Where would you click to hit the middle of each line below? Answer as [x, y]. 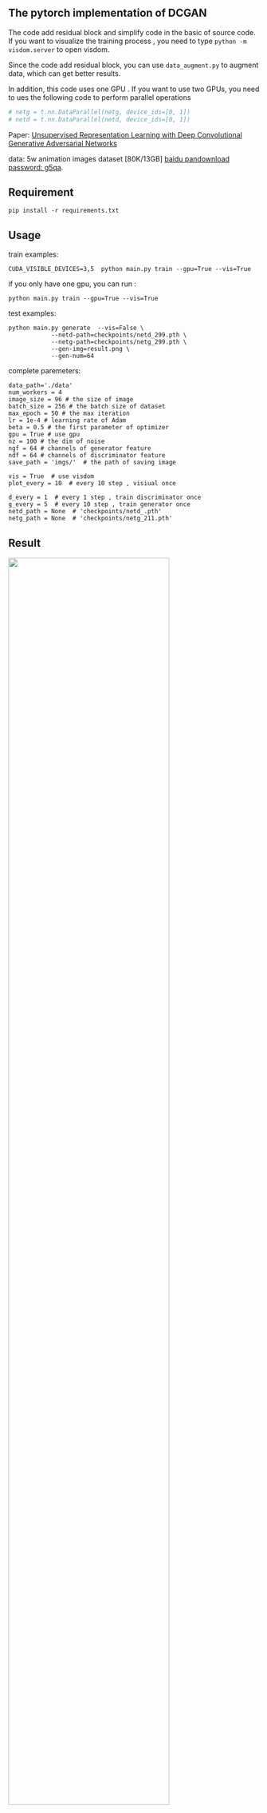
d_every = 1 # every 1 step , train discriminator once [105, 498]
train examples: [33, 254]
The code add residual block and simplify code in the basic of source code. [132, 32]
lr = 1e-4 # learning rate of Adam [67, 420]
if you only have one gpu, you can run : [73, 284]
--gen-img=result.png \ [90, 349]
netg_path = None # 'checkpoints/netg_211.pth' [90, 519]
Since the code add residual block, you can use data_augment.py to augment [133, 65]
